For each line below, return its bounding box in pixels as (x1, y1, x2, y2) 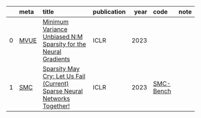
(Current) (42, 80, 69, 88)
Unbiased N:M (42, 33, 83, 41)
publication (92, 8, 126, 15)
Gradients (42, 55, 71, 63)
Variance (42, 25, 68, 33)
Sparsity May (42, 65, 80, 73)
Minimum (42, 18, 69, 26)
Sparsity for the (42, 40, 87, 48)
